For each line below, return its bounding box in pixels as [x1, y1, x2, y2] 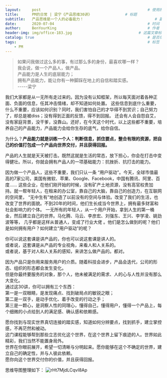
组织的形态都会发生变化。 [13, 265, 66, 271]
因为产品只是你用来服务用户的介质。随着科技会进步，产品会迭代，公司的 [5, 259, 153, 265]
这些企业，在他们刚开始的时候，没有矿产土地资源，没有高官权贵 [18, 182, 149, 188]
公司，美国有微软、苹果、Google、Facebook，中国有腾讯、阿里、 [20, 175, 156, 182]
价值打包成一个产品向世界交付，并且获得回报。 [13, 142, 110, 148]
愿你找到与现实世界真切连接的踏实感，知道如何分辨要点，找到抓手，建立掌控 [5, 319, 162, 325]
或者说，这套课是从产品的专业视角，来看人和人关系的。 [5, 242, 118, 248]
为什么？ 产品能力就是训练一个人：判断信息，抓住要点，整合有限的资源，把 [5, 135, 158, 142]
